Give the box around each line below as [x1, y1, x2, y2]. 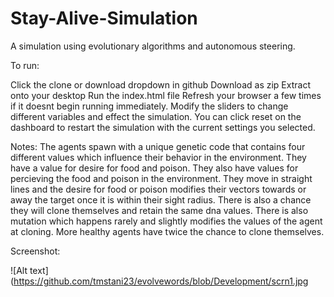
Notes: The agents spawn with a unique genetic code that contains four [10, 140, 306, 152]
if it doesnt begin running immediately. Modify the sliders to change [10, 100, 289, 112]
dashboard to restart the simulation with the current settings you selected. [10, 121, 316, 133]
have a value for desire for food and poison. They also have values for [10, 162, 299, 174]
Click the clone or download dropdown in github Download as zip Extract [10, 78, 311, 91]
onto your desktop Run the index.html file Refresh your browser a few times [10, 89, 322, 101]
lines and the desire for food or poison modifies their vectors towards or [10, 183, 307, 195]
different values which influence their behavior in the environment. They [10, 151, 307, 163]
